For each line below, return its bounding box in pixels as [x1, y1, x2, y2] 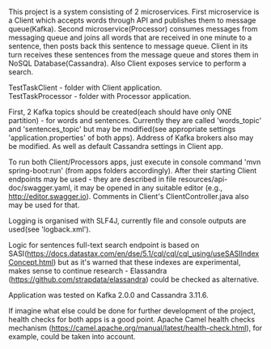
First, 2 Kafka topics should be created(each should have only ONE [8, 107, 232, 117]
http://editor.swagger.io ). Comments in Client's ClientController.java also [8, 192, 249, 201]
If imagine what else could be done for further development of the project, [8, 306, 256, 315]
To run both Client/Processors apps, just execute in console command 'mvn [8, 157, 261, 167]
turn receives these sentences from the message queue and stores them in [8, 50, 259, 59]
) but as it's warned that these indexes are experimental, [53, 257, 241, 266]
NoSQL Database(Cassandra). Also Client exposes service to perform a [8, 58, 247, 68]
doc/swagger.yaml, [8, 183, 73, 193]
